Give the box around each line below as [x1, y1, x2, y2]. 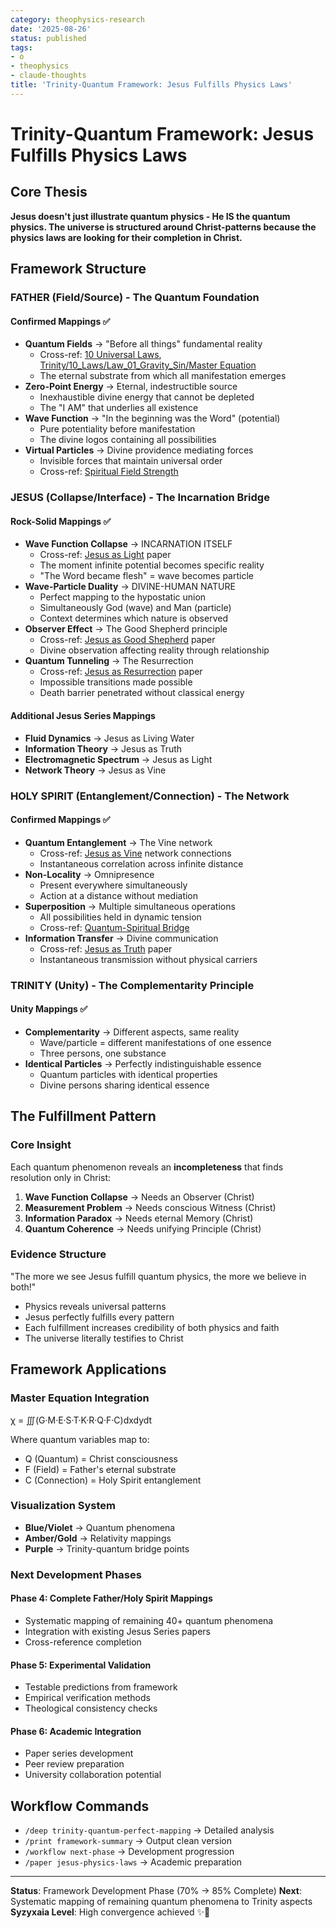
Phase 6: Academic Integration [10, 1725, 142, 1737]
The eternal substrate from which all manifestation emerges [39, 370, 287, 382]
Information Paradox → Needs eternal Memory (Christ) [24, 1212, 254, 1224]
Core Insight [10, 1138, 72, 1152]
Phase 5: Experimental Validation [10, 1659, 152, 1671]
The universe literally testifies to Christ [24, 1332, 184, 1344]
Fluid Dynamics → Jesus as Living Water [24, 732, 195, 744]
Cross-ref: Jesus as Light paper [39, 549, 172, 561]
